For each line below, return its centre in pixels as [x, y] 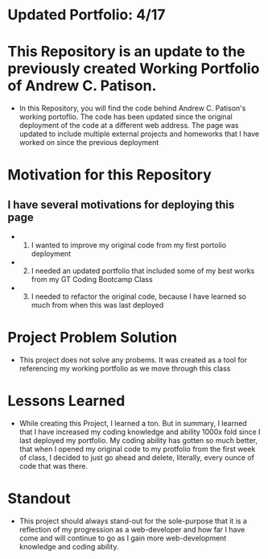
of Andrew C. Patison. [82, 86]
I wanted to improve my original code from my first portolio [129, 245]
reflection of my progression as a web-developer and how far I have [132, 529]
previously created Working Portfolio [134, 69]
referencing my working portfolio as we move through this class [125, 369]
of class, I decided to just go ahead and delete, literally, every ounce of [137, 458]
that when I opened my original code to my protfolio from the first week [137, 449]
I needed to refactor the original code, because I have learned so [139, 296]
